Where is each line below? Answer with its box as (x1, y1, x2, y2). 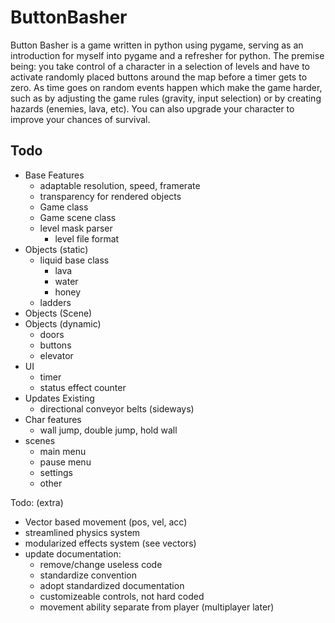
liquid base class (39, 254, 110, 266)
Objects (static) (24, 243, 89, 255)
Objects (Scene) (24, 307, 93, 319)
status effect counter (39, 381, 127, 393)
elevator (39, 349, 74, 361)
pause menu (39, 456, 92, 468)
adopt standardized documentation (39, 579, 185, 591)
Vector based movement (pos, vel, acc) (24, 516, 188, 528)
